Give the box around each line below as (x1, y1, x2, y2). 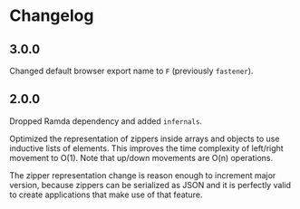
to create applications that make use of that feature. (9, 189, 203, 200)
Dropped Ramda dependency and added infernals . (9, 115, 202, 127)
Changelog (9, 5, 94, 26)
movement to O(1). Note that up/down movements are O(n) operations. (9, 152, 274, 163)
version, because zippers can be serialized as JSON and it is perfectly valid (9, 179, 292, 190)
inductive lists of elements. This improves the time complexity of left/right (9, 142, 284, 154)
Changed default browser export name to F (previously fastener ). (9, 65, 254, 76)
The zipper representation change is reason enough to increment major (9, 169, 276, 181)
